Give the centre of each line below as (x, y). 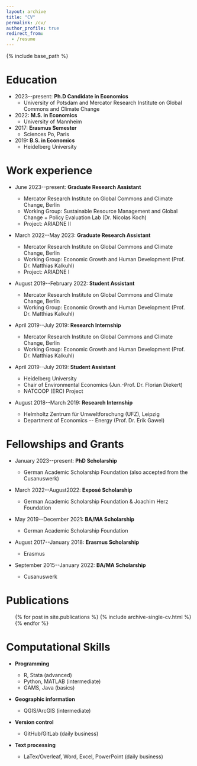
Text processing (35, 745)
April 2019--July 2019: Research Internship (68, 325)
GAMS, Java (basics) (49, 687)
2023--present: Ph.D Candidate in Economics (71, 96)
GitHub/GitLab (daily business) (61, 733)
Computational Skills (58, 647)
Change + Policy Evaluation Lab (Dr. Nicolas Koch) (85, 217)
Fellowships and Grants (65, 444)
